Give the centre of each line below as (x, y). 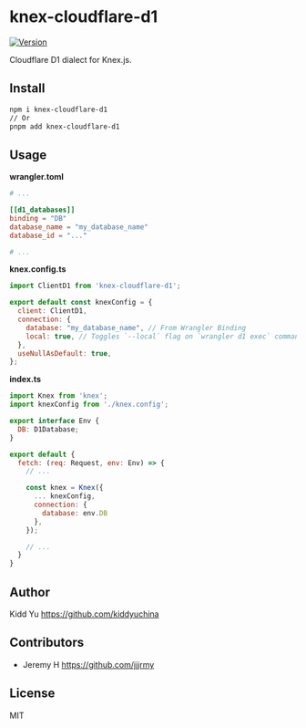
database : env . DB (75, 513)
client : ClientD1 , (53, 311)
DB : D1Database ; (48, 429)
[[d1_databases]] (42, 210)
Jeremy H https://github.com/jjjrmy (88, 664)
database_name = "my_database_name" (79, 227)
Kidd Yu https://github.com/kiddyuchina (84, 614)
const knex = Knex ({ (65, 488)
